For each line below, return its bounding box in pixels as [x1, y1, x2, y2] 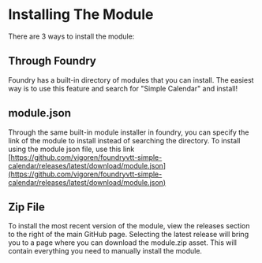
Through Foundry [8, 54, 96, 68]
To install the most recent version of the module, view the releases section [8, 221, 250, 231]
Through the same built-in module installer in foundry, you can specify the [8, 128, 249, 137]
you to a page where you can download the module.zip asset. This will [8, 238, 237, 247]
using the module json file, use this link [8, 144, 135, 154]
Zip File [8, 200, 46, 213]
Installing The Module [8, 6, 154, 24]
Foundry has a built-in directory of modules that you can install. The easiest [8, 75, 254, 84]
